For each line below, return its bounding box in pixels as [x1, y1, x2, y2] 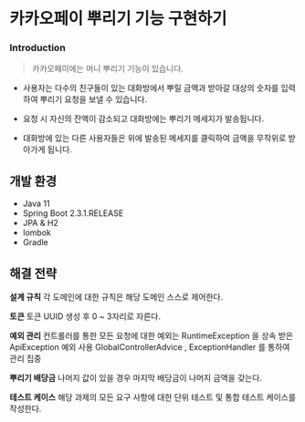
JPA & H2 [22, 218, 59, 229]
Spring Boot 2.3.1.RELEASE [22, 208, 124, 219]
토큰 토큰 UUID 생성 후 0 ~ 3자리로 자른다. [9, 311, 162, 322]
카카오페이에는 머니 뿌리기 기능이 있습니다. [31, 63, 184, 74]
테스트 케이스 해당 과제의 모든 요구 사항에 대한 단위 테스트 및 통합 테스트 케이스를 [9, 392, 297, 403]
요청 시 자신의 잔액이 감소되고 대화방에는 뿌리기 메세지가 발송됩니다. [22, 113, 265, 124]
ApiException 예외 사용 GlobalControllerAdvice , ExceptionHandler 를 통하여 [9, 342, 290, 353]
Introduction [9, 42, 66, 55]
